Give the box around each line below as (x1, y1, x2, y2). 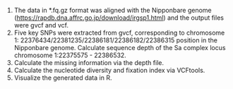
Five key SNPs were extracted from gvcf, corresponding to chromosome (13, 28, 225, 37)
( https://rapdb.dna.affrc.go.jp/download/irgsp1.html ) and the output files (13, 13, 225, 22)
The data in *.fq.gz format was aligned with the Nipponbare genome (13, 6, 212, 14)
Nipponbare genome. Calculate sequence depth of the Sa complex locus (13, 44, 226, 52)
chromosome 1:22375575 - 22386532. (13, 51, 127, 59)
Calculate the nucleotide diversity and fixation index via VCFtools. (13, 66, 205, 74)
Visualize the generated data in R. (13, 73, 112, 82)
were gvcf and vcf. (13, 21, 69, 29)
